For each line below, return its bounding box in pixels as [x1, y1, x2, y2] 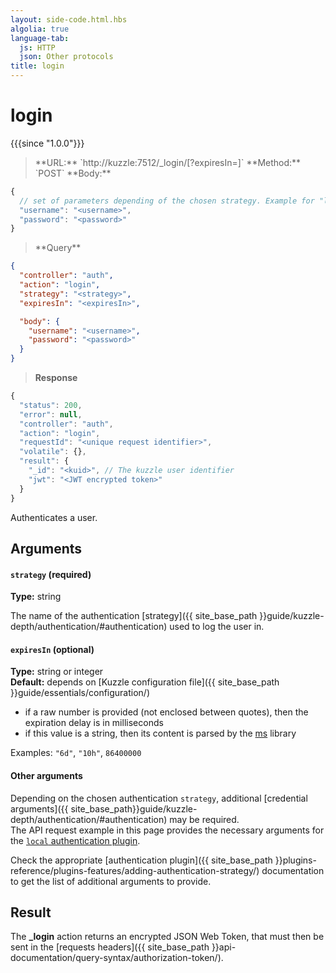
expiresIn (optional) [10, 643, 95, 655]
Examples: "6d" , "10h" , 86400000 [10, 747, 142, 759]
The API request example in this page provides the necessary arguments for [10, 824, 325, 836]
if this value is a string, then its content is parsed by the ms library [24, 727, 297, 740]
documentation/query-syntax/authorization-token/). [10, 952, 224, 964]
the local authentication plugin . [10, 834, 141, 846]
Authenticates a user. [10, 511, 98, 523]
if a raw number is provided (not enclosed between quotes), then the [24, 706, 309, 718]
